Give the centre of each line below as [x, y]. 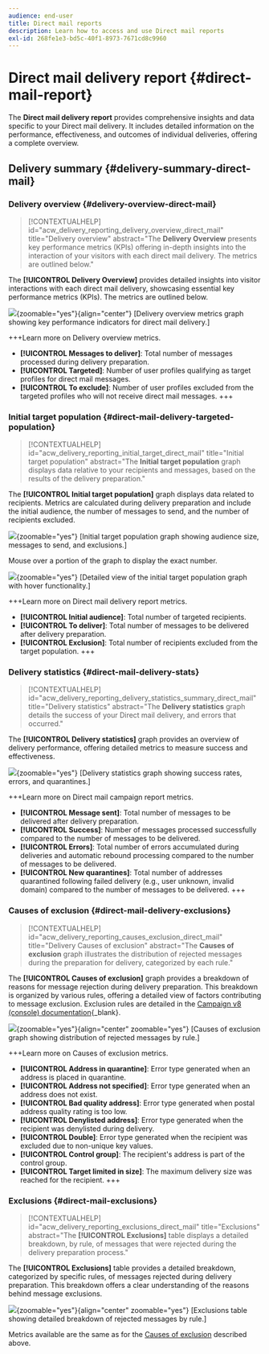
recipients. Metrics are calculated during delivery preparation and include [130, 503]
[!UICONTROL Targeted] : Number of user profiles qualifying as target [135, 370]
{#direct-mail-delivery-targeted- [169, 417]
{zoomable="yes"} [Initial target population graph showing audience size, [138, 537]
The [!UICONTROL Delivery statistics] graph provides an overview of [124, 739]
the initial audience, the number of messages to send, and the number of [129, 511]
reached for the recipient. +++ [70, 1179]
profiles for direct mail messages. [75, 378]
